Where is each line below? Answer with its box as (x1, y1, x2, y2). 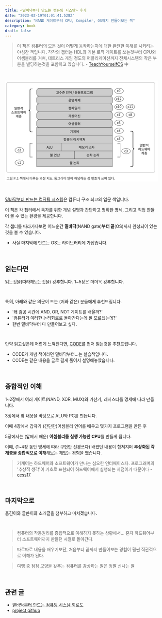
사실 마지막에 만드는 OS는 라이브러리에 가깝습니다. (12, 239, 108, 246)
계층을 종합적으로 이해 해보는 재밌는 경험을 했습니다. (5, 450, 102, 456)
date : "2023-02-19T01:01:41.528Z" (5, 13, 75, 18)
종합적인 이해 (5, 383, 42, 391)
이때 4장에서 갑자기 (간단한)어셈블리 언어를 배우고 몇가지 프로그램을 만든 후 (5, 423, 147, 429)
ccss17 (16, 472, 31, 478)
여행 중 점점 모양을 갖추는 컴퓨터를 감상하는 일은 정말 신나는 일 (16, 563, 135, 569)
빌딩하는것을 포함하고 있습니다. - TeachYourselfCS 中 (26, 61, 129, 67)
